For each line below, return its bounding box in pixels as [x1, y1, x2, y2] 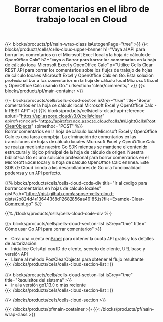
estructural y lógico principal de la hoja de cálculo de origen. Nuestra [5, 149, 144, 155]
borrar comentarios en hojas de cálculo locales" [5, 185, 101, 191]
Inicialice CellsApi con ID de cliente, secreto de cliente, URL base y [11, 246, 145, 252]
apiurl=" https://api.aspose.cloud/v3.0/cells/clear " [5, 113, 105, 119]
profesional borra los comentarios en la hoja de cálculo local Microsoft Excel [5, 78, 158, 83]
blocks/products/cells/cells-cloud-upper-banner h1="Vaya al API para [5, 46, 145, 52]
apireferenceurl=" [5, 118, 41, 124]
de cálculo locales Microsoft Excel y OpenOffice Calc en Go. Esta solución [5, 72, 154, 79]
